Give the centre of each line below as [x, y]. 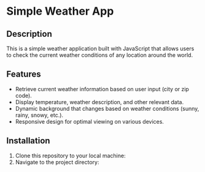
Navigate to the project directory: [57, 162]
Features [24, 74]
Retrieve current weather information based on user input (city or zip [102, 89]
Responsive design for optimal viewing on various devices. [90, 121]
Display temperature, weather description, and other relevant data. [99, 102]
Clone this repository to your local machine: [70, 155]
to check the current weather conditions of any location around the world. [100, 55]
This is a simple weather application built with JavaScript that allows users [100, 48]
